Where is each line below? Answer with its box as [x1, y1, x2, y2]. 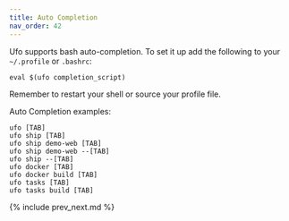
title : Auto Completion [9, 13, 98, 22]
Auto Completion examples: [9, 106, 112, 116]
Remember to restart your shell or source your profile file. [9, 89, 222, 99]
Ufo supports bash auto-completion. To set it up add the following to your [9, 46, 280, 56]
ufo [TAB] [9, 123, 47, 132]
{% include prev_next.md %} [9, 201, 115, 212]
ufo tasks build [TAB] [9, 185, 94, 195]
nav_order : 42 [9, 21, 63, 30]
